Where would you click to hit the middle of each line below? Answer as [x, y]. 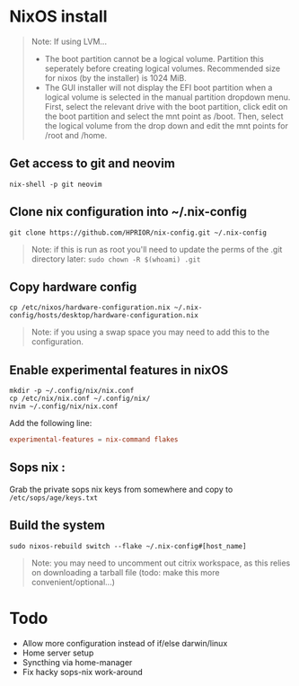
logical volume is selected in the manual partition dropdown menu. [167, 97]
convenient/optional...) [73, 582]
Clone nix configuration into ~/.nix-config [128, 212]
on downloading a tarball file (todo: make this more [125, 572]
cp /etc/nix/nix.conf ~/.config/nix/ [80, 399]
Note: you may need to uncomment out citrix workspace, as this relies [161, 563]
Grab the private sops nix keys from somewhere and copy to [121, 489]
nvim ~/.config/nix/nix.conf [64, 406]
